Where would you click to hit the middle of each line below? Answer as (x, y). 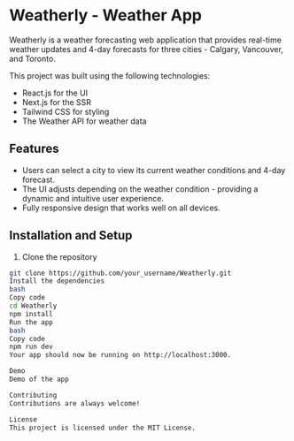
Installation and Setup (71, 236)
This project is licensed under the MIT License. (103, 428)
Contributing (33, 395)
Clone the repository (59, 256)
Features (34, 149)
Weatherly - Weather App (105, 15)
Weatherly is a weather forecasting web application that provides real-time (145, 40)
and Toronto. (32, 58)
